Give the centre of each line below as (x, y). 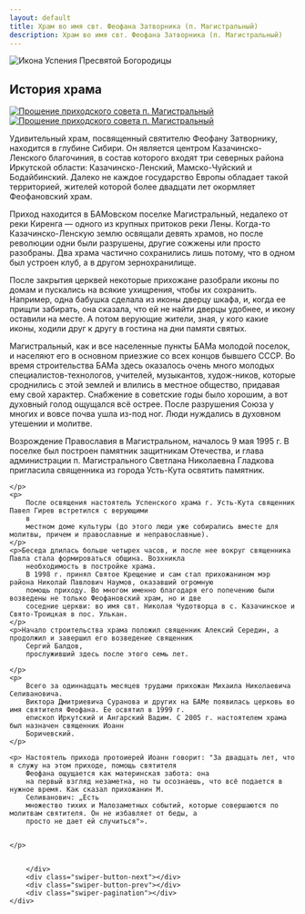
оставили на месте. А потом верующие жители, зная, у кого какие (139, 319)
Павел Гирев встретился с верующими (79, 511)
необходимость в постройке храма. (91, 567)
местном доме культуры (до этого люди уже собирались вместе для (152, 527)
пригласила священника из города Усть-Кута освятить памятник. (137, 471)
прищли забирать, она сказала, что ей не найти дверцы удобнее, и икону (152, 310)
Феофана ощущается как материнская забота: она (117, 774)
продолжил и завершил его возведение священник (102, 638)
